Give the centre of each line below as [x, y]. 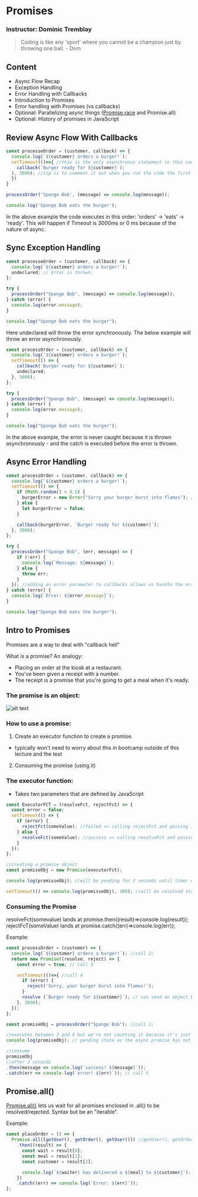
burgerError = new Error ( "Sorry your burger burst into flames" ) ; [105, 497]
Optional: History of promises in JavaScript [67, 119]
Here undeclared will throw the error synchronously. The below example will [98, 333]
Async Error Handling [47, 462]
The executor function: [40, 781]
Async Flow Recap [37, 82]
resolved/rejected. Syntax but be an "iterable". [62, 1112]
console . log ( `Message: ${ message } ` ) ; [68, 562]
